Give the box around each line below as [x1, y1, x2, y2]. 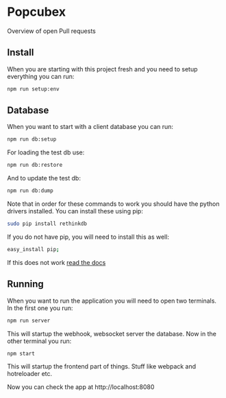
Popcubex [7, 4, 66, 20]
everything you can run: [7, 72, 75, 80]
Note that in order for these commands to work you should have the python [7, 200, 220, 208]
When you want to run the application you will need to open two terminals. [7, 296, 217, 305]
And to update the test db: [7, 174, 81, 183]
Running [7, 279, 45, 290]
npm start [7, 350, 36, 357]
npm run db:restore [7, 162, 63, 169]
